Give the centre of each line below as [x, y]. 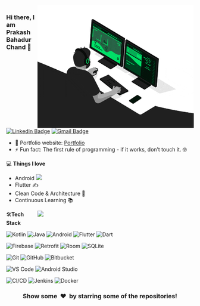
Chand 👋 [19, 47]
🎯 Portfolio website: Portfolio [50, 143]
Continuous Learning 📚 [44, 200]
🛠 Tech [15, 214]
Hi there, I [20, 17]
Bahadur [19, 39]
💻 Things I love [26, 163]
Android [24, 178]
